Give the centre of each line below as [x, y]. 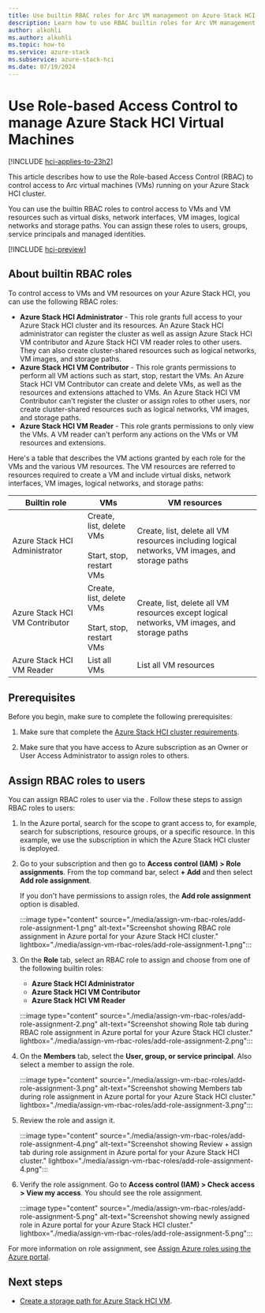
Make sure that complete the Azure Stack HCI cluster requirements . [129, 732]
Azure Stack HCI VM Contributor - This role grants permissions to [128, 367]
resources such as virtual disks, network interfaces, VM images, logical [124, 217]
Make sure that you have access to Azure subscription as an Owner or [134, 748]
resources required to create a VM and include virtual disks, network [119, 475]
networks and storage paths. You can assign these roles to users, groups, [128, 225]
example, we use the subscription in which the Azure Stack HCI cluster [135, 840]
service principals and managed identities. [77, 234]
